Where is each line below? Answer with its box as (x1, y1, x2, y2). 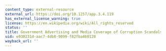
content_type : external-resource (5, 7, 74, 12)
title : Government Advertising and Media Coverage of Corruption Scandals (5, 30, 163, 34)
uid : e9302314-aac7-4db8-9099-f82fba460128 (5, 34, 96, 39)
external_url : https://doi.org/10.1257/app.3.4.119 (5, 12, 114, 17)
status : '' (5, 25, 28, 30)
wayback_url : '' (5, 39, 39, 44)
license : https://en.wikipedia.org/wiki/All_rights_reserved (5, 20, 134, 26)
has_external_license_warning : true (5, 16, 81, 21)
